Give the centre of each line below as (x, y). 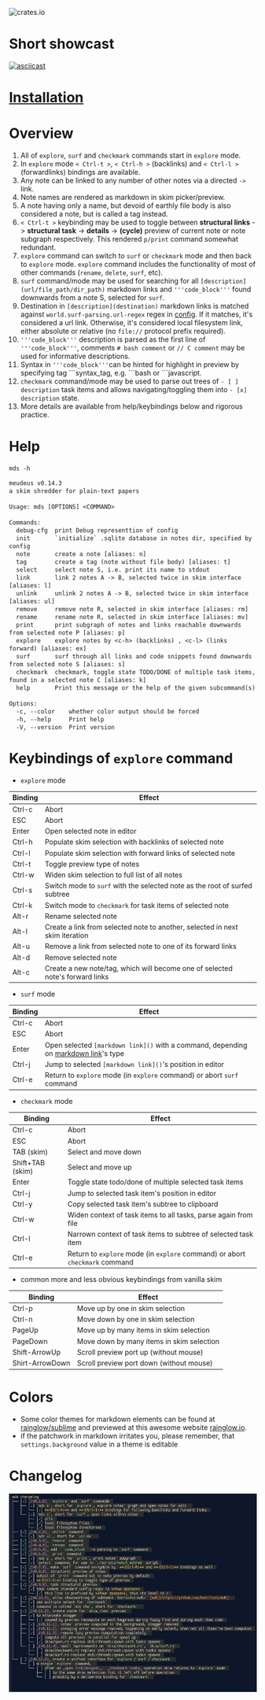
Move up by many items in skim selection (144, 1330)
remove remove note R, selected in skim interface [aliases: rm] (132, 609)
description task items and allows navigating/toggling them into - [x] (134, 390)
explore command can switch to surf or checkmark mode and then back (136, 256)
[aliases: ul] (32, 602)
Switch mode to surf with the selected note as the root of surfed (148, 886)
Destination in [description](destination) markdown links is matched (134, 306)
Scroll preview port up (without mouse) (140, 1352)
